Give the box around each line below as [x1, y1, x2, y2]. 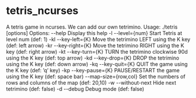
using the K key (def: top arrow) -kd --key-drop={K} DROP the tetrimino [6, 54, 180, 61]
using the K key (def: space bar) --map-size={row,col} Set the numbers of [6, 73, 186, 80]
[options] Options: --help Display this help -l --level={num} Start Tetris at [6, 29, 183, 36]
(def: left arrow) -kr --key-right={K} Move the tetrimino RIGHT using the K [6, 42, 185, 49]
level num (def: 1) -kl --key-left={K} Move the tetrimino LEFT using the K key [6, 36, 191, 43]
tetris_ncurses [6, 4, 79, 17]
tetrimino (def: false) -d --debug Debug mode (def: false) [6, 85, 145, 92]
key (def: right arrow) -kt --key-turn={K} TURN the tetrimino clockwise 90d [6, 48, 188, 55]
